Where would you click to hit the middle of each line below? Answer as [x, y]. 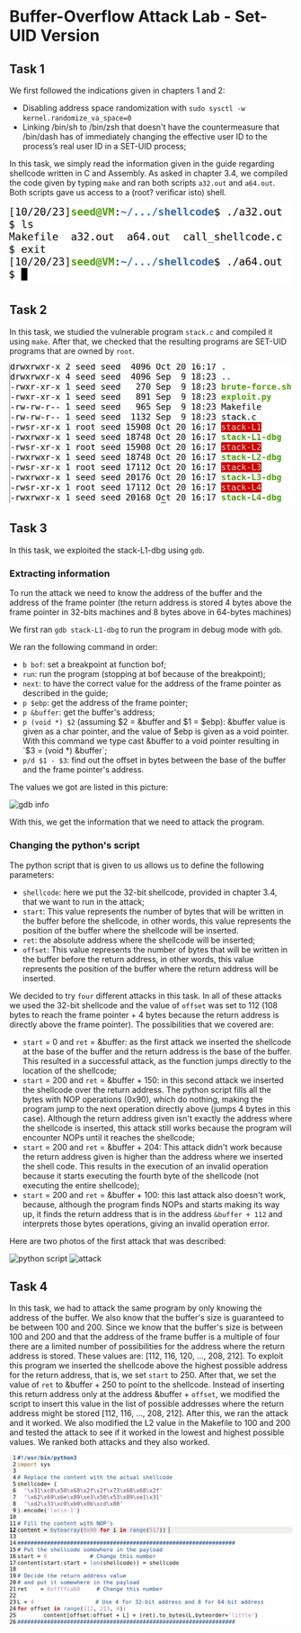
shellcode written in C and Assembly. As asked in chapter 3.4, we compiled [149, 173]
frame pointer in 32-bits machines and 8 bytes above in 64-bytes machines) [150, 612]
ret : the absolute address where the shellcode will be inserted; [139, 940]
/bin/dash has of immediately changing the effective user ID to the [145, 136]
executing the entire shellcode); [81, 1185]
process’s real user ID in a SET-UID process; [104, 146]
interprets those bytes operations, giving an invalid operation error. [146, 1223]
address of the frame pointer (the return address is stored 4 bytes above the [150, 603]
